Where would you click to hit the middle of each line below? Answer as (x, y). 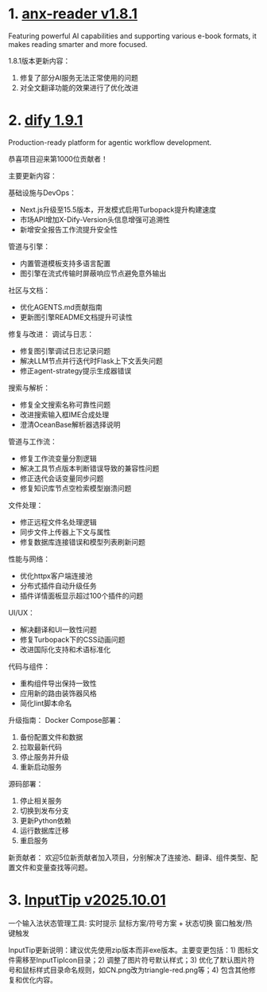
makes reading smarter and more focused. (78, 44)
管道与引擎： (29, 246)
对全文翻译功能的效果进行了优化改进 (79, 88)
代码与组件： (29, 666)
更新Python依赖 (45, 820)
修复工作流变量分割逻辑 (58, 458)
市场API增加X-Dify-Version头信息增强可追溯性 (95, 219)
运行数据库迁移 (44, 830)
